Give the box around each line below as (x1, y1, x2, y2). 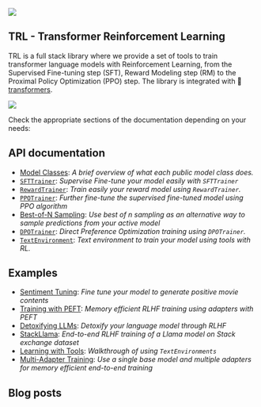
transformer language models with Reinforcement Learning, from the (8, 60, 233, 69)
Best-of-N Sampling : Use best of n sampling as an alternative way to (19, 209, 245, 219)
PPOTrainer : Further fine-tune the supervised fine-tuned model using (19, 193, 244, 202)
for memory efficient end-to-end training (19, 363, 153, 373)
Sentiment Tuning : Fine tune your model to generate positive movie (19, 287, 239, 297)
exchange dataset (19, 338, 79, 347)
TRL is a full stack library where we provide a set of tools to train (8, 51, 218, 60)
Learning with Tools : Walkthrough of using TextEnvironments (19, 346, 217, 356)
